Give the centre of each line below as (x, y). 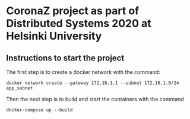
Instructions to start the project (65, 58)
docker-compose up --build (39, 110)
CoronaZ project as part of (73, 11)
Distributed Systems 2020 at (79, 23)
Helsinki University (54, 36)
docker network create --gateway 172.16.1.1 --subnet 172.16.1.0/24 (93, 83)
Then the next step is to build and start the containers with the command (95, 99)
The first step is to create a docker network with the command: (83, 72)
